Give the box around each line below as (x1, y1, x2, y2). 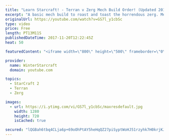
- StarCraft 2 (10, 81, 39, 86)
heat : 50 (5, 40, 24, 45)
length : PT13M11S (5, 31, 42, 36)
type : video (5, 21, 30, 27)
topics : (5, 76, 22, 82)
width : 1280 (14, 109, 39, 114)
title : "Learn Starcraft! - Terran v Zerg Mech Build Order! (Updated (5, 7, 156, 13)
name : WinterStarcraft (10, 63, 57, 68)
